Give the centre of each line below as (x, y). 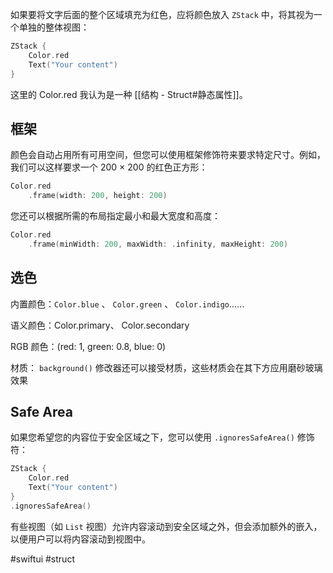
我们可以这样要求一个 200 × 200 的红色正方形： (109, 167)
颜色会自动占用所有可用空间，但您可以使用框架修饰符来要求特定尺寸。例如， (168, 155)
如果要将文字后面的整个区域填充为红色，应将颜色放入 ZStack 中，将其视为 (162, 14)
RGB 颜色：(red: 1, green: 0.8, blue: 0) (88, 346)
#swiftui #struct (42, 559)
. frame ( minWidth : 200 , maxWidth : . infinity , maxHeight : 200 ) (158, 244)
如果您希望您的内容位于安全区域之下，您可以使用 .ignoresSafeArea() (152, 437)
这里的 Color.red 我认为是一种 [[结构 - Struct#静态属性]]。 (129, 94)
